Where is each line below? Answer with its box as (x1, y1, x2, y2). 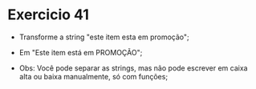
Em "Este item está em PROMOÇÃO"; (18, 47, 143, 57)
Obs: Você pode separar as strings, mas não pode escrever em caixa (18, 63, 248, 73)
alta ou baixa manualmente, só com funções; (18, 71, 169, 81)
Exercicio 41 (7, 6, 89, 24)
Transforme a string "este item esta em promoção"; (18, 32, 189, 42)
